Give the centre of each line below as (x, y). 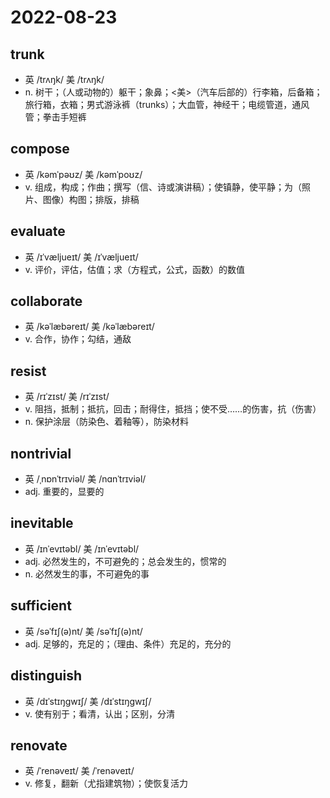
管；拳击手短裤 (55, 117)
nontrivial (41, 453)
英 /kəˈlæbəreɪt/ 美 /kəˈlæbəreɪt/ (89, 327)
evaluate (38, 231)
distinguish (46, 676)
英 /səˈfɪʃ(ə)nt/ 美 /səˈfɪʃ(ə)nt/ (83, 631)
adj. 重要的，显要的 (64, 492)
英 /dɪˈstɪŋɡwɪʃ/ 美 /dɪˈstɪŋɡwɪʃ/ (88, 701)
